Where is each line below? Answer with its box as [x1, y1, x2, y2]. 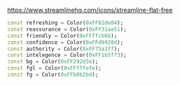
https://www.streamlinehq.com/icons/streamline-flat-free [7, 6, 173, 14]
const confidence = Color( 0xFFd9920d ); [7, 38, 124, 46]
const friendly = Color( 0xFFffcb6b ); [7, 32, 118, 39]
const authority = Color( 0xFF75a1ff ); [7, 45, 120, 52]
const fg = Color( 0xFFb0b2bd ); [7, 71, 99, 78]
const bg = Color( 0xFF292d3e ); [7, 59, 99, 65]
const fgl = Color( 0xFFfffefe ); [7, 65, 102, 72]
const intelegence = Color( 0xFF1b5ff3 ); [7, 52, 127, 59]
